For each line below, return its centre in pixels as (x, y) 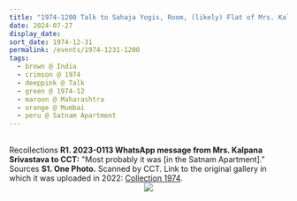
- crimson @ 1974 (49, 75)
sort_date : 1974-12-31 (51, 42)
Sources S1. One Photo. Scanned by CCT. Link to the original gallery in (138, 169)
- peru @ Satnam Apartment (67, 115)
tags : (19, 58)
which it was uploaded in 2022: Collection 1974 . (96, 178)
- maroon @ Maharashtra (61, 99)
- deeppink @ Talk (51, 83)
